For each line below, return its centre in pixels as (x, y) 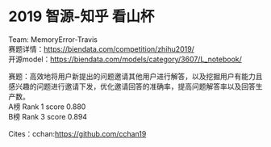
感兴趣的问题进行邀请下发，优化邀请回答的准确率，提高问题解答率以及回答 (132, 86)
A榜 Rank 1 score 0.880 (47, 107)
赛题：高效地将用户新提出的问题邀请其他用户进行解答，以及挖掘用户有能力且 (135, 76)
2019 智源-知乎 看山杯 (81, 17)
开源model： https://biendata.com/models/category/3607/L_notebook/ (125, 59)
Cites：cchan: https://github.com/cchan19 (77, 133)
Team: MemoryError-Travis (53, 39)
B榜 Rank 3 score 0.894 (48, 116)
